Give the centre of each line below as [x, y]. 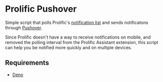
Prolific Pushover [41, 9]
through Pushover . [24, 27]
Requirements [27, 63]
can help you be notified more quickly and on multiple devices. [69, 47]
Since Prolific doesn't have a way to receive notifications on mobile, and [78, 37]
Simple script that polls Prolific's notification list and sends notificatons [77, 22]
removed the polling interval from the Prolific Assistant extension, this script [82, 42]
